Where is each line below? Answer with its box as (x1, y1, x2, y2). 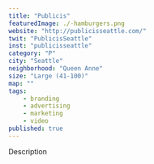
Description (8, 146, 47, 156)
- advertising (23, 102, 71, 110)
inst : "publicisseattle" (8, 42, 92, 50)
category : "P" (8, 49, 57, 57)
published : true (8, 124, 63, 132)
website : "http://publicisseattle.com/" (8, 27, 148, 35)
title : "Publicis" (8, 11, 71, 20)
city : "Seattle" (8, 57, 63, 65)
